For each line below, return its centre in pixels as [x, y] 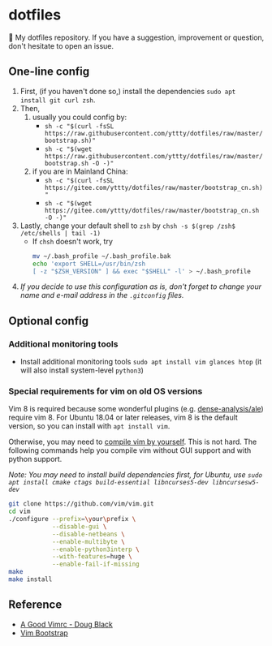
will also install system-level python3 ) [82, 370]
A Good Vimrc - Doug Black [67, 624]
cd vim [19, 512]
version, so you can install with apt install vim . [89, 426]
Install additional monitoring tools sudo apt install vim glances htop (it [141, 362]
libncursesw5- [235, 483]
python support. [35, 459]
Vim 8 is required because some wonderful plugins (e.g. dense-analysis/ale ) [136, 409]
